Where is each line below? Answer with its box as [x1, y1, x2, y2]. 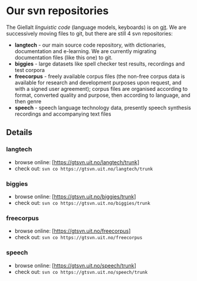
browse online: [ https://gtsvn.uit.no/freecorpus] [14, 227, 131, 234]
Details [6, 128, 32, 138]
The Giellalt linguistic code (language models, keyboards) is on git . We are [6, 24, 187, 31]
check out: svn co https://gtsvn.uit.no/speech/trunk [14, 268, 148, 275]
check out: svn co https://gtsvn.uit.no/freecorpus [14, 234, 143, 241]
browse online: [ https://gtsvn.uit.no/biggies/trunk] [14, 193, 136, 200]
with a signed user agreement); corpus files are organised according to [14, 85, 188, 92]
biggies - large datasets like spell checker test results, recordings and [14, 60, 185, 67]
